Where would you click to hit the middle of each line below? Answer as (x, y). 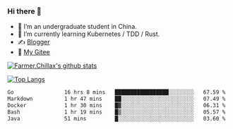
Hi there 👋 (25, 11)
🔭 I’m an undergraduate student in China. (77, 27)
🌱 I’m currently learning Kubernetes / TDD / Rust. (89, 34)
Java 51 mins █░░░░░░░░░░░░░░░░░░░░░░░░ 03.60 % (116, 118)
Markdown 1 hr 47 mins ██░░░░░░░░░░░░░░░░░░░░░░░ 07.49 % (116, 99)
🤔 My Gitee (34, 52)
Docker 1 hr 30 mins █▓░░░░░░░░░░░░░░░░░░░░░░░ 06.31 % (116, 106)
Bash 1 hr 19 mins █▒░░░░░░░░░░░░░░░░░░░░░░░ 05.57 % (116, 112)
